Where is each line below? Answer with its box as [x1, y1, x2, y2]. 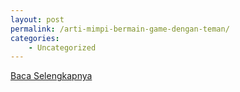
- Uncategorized [28, 42, 97, 53]
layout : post [10, 14, 65, 25]
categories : [10, 33, 60, 43]
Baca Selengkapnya [10, 70, 93, 82]
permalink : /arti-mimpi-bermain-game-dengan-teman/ [10, 24, 230, 34]
